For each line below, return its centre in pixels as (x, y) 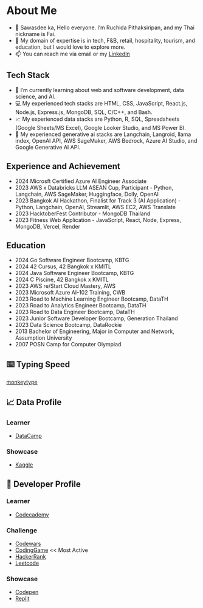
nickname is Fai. (35, 34)
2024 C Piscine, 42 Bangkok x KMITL (62, 280)
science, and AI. (35, 96)
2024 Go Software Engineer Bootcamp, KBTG (72, 260)
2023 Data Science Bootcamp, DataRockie (68, 325)
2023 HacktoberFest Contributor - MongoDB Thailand (83, 213)
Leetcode (27, 563)
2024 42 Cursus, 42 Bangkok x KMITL (63, 266)
